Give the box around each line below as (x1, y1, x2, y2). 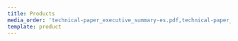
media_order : (7, 17, 46, 24)
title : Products (7, 10, 55, 17)
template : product (7, 23, 62, 30)
